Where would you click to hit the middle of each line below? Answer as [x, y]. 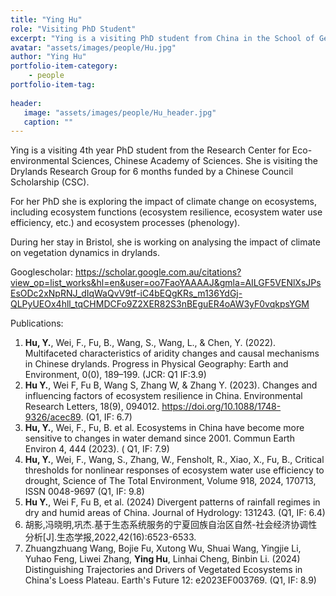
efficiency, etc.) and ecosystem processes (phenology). [125, 223]
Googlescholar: [41, 272]
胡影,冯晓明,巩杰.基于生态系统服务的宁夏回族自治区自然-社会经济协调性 [171, 525]
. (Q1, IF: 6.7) [106, 417]
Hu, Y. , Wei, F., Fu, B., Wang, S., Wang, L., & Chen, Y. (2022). [150, 343]
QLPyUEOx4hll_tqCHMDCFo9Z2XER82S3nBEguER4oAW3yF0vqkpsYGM [160, 304]
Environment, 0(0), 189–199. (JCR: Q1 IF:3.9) [115, 375]
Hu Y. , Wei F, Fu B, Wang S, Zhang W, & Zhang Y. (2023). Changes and [171, 385]
